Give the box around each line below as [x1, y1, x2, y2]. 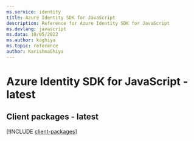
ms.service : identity [6, 9, 61, 15]
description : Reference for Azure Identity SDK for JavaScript [6, 20, 170, 26]
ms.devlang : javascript [6, 26, 67, 32]
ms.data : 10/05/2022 [6, 32, 59, 38]
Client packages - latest [6, 112, 99, 122]
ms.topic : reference [6, 43, 59, 49]
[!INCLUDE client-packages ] [6, 128, 77, 135]
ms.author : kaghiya [6, 37, 56, 43]
